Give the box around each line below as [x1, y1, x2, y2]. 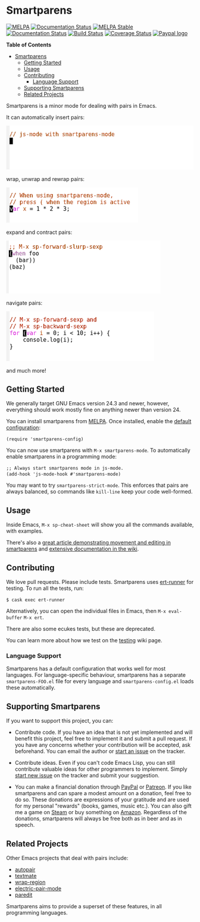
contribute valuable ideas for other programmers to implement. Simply [14, 765, 187, 773]
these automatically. [6, 684, 55, 691]
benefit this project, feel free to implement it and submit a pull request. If [14, 735, 192, 742]
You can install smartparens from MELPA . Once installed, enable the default [6, 418, 192, 425]
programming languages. [6, 909, 68, 916]
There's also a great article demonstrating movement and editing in [6, 539, 171, 546]
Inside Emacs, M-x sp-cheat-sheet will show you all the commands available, [6, 521, 194, 529]
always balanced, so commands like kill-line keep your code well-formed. [6, 488, 193, 495]
